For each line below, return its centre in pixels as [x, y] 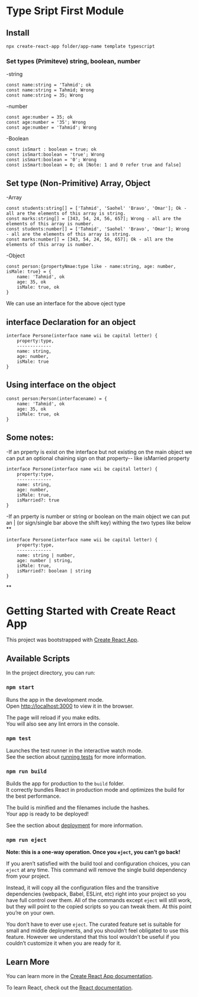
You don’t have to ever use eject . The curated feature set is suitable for [93, 924]
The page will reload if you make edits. [53, 717]
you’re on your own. [31, 913]
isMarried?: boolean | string [54, 571]
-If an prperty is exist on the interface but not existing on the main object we [99, 452]
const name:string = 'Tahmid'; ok [49, 85]
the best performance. [33, 796]
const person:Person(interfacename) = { [57, 398]
